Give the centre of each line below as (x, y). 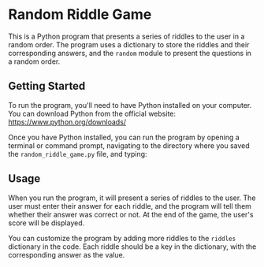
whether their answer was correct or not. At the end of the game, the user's (131, 214)
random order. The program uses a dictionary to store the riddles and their (129, 44)
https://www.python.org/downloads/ (67, 122)
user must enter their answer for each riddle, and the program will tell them (130, 206)
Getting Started (47, 86)
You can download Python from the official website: (92, 113)
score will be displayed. (46, 223)
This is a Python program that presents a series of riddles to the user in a (126, 36)
